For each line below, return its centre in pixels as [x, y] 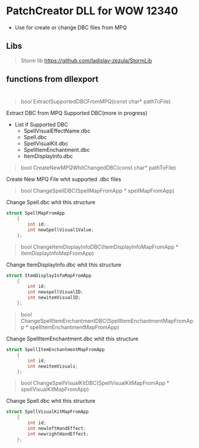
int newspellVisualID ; [56, 292]
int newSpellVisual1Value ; [61, 230]
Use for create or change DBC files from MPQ [71, 27]
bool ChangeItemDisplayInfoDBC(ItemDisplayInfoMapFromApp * [99, 247]
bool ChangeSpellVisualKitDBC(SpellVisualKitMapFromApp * [95, 383]
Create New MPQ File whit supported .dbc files [64, 179]
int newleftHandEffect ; [57, 428]
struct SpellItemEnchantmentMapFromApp [56, 349]
